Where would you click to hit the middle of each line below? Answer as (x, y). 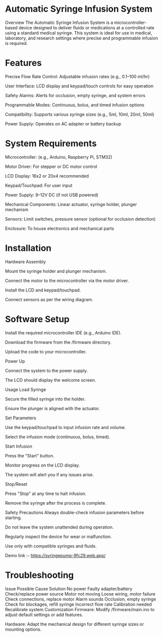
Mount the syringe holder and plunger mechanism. (56, 271)
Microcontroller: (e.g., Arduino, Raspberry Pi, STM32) (59, 157)
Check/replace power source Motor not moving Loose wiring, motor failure (80, 594)
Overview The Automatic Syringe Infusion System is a (59, 22)
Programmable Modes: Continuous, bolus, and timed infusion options (75, 105)
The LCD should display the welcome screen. (51, 380)
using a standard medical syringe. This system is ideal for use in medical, (79, 33)
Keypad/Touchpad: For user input (39, 185)
